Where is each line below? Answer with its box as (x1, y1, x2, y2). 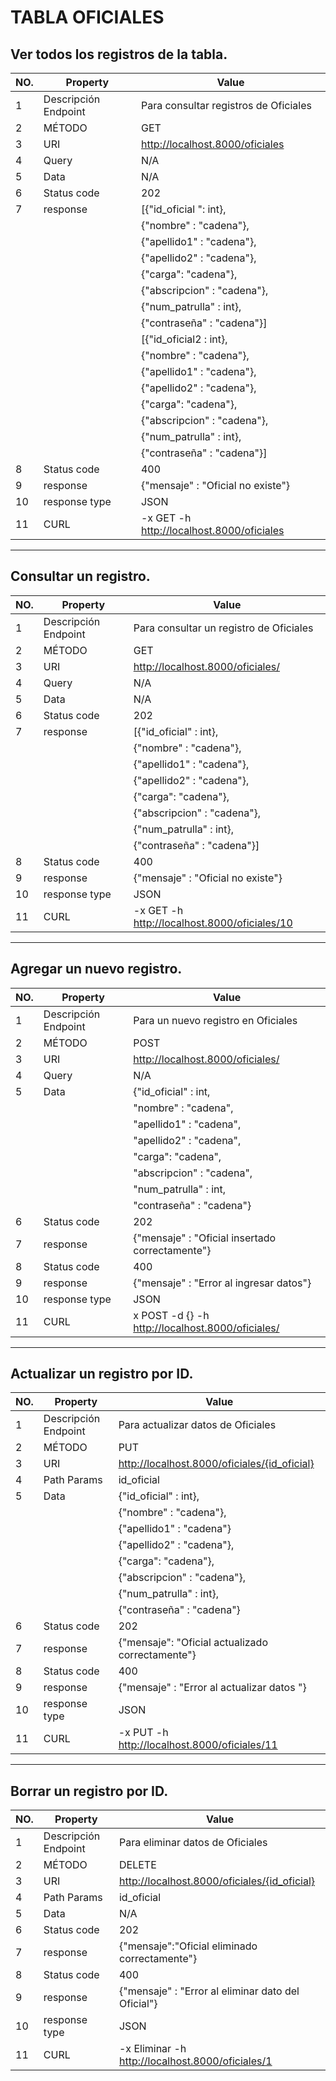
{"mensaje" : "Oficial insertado (133, 1231, 277, 1245)
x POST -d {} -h (133, 1308, 210, 1322)
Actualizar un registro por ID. (10, 1366, 194, 1383)
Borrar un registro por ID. (10, 1782, 169, 1800)
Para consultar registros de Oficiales (140, 99, 312, 112)
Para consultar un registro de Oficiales (133, 621, 314, 635)
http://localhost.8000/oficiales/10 (133, 916, 293, 930)
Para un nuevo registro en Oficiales (133, 1013, 298, 1027)
